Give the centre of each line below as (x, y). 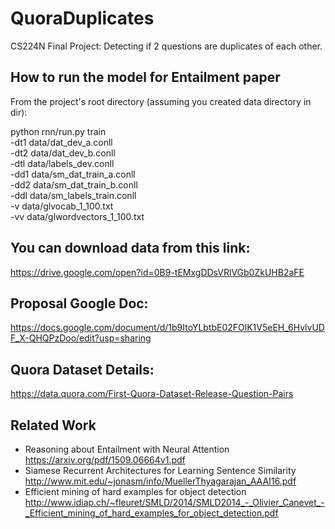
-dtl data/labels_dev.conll (62, 163)
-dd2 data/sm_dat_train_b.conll (74, 184)
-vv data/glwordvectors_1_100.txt (77, 216)
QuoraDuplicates (82, 18)
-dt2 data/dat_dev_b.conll (63, 153)
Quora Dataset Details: (82, 369)
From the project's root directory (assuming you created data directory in (161, 101)
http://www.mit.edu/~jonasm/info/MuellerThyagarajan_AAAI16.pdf (160, 481)
